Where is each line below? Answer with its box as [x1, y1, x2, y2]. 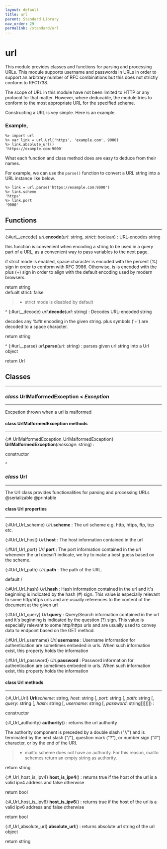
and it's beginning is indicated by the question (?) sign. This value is [5, 617, 144, 623]
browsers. [5, 275, 26, 281]
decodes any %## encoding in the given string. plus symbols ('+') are [5, 319, 148, 325]
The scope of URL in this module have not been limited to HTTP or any [5, 89, 150, 95]
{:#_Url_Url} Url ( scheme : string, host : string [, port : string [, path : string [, [5, 695, 155, 701]
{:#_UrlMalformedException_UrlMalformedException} [5, 436, 114, 442]
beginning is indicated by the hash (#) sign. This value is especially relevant [5, 591, 160, 597]
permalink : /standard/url [5, 26, 59, 31]
